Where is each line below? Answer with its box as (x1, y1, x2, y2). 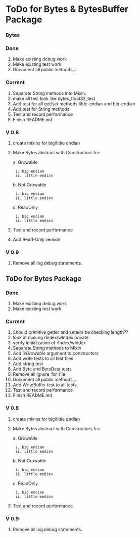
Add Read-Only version (12, 236, 61, 242)
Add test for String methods (12, 106, 70, 112)
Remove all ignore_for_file (12, 371, 66, 377)
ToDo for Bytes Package (5, 274, 82, 283)
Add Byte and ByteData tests (12, 366, 72, 372)
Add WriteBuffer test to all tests (12, 382, 77, 388)
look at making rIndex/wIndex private (12, 335, 89, 341)
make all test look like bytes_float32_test (12, 95, 95, 101)
